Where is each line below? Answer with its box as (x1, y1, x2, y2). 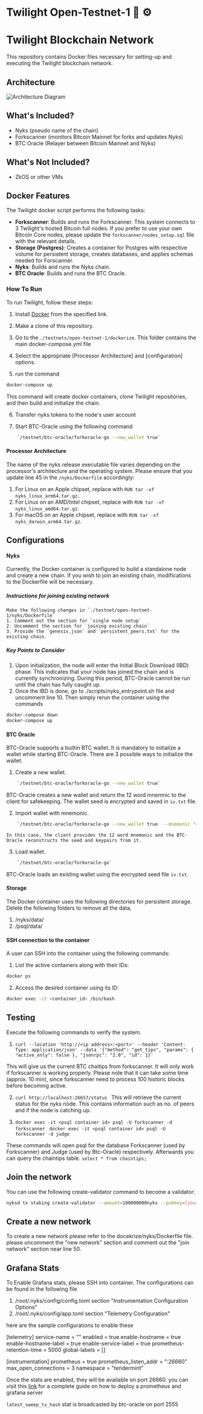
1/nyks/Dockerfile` (6, 613, 56, 619)
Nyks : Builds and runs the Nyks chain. (14, 263, 111, 271)
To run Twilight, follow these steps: (6, 299, 94, 306)
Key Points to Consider (6, 647, 65, 654)
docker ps (6, 973, 31, 979)
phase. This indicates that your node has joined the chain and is (14, 668, 174, 676)
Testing (6, 1012, 36, 1023)
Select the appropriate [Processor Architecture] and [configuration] (14, 352, 183, 359)
